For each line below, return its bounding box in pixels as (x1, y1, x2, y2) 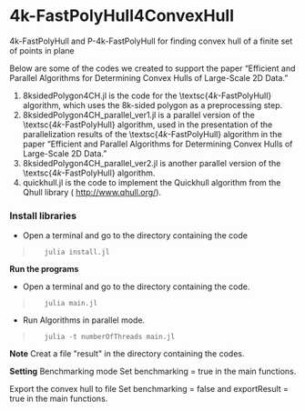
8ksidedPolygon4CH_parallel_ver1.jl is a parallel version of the (22, 109, 255, 120)
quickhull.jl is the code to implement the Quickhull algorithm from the (22, 176, 281, 187)
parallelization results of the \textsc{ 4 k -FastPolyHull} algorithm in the (22, 128, 282, 139)
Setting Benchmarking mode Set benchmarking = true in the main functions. (9, 366, 297, 377)
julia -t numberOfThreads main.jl (44, 333, 176, 342)
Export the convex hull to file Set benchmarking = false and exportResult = (9, 384, 290, 395)
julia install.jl (44, 247, 110, 257)
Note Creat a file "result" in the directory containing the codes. (9, 348, 245, 359)
